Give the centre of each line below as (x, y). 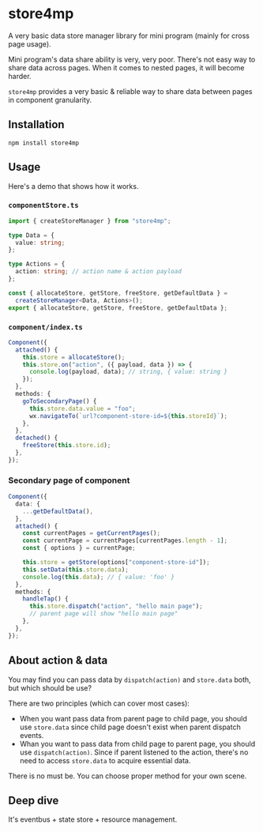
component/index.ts (45, 327)
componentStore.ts (43, 205)
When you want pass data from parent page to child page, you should (133, 718)
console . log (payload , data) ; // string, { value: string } (128, 372)
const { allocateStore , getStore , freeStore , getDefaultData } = (118, 293)
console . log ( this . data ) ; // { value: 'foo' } (99, 577)
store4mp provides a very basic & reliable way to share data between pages (130, 91)
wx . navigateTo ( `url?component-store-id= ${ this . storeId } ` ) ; (128, 416)
